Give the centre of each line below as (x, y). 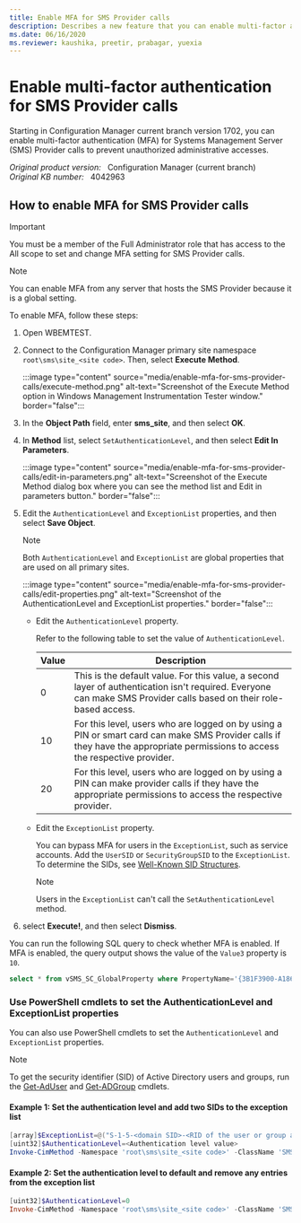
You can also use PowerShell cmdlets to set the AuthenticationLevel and (144, 1033)
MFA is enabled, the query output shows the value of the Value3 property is (148, 953)
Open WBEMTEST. (57, 332)
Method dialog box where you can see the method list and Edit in (142, 486)
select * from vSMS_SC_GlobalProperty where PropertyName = (122, 979)
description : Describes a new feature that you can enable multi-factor (148, 26)
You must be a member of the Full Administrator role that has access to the (147, 244)
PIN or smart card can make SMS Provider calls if (177, 735)
